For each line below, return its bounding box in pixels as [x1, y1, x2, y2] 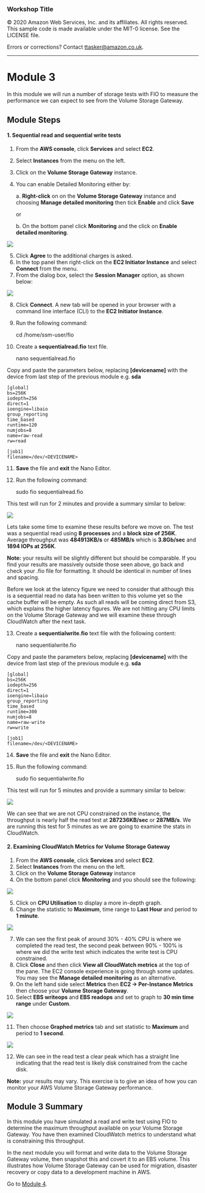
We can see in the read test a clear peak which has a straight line [15, 1053, 179, 1060]
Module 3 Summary [7, 1102, 83, 1112]
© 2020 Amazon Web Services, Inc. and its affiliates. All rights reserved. [7, 19, 189, 26]
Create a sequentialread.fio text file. [15, 343, 108, 350]
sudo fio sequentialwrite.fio [15, 774, 85, 782]
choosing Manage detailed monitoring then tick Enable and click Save [15, 198, 194, 206]
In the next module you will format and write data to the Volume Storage [7, 1149, 187, 1156]
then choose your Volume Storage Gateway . [15, 987, 129, 995]
